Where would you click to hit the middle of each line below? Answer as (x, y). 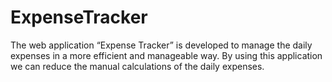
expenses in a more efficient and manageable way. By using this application (166, 55)
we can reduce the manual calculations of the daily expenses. (137, 66)
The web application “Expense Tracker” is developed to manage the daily (161, 45)
